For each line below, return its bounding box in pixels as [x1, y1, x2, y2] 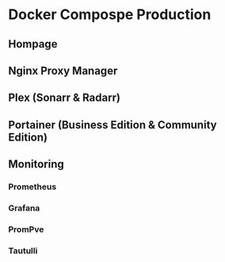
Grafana [8, 202, 40, 214]
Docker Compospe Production [8, 6, 212, 24]
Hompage [8, 37, 58, 51]
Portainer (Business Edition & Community [8, 118, 217, 132]
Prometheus [8, 181, 57, 192]
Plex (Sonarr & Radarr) [8, 91, 121, 105]
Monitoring [8, 157, 65, 171]
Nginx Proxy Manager [8, 64, 118, 77]
